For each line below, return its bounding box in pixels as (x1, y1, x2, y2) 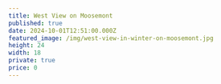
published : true (8, 19, 63, 27)
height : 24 (8, 42, 45, 50)
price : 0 (8, 64, 38, 72)
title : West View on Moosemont (8, 11, 113, 20)
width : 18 (8, 49, 42, 57)
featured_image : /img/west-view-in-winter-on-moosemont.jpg (8, 34, 215, 42)
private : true (8, 57, 56, 65)
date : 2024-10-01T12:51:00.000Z (8, 26, 117, 34)
